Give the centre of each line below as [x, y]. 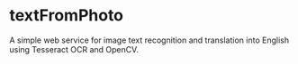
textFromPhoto [67, 16]
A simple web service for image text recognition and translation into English [149, 40]
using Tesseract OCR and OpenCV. [74, 49]
